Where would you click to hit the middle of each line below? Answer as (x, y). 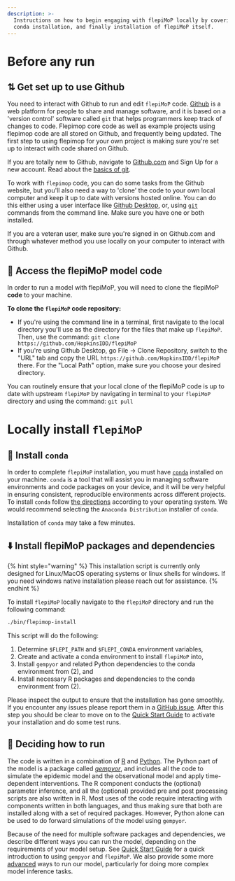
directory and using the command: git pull (70, 401)
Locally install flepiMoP (75, 429)
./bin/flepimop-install (42, 622)
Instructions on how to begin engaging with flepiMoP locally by (111, 20)
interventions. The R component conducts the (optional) (121, 783)
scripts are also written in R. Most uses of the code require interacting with (115, 798)
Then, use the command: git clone (69, 337)
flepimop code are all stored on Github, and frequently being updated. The (114, 134)
